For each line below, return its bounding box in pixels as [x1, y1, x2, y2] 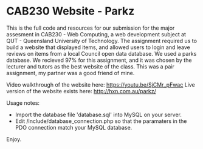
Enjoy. [6, 135, 22, 143]
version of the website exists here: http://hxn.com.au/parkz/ [6, 87, 157, 94]
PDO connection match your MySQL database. [15, 124, 132, 131]
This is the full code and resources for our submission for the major [6, 24, 175, 31]
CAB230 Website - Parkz [6, 4, 135, 18]
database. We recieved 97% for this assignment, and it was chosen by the [6, 56, 192, 64]
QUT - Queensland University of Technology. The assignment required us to [6, 37, 198, 44]
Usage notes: [6, 99, 40, 107]
